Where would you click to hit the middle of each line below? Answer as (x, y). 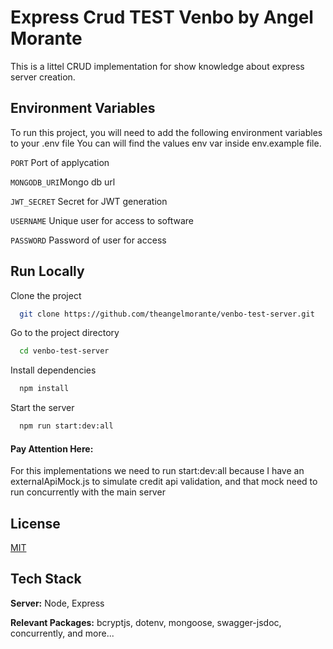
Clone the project (46, 295)
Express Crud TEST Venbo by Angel (162, 17)
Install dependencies (53, 370)
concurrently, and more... (62, 633)
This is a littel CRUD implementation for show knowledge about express (157, 66)
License (35, 523)
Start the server (42, 408)
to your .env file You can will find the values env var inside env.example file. (166, 143)
